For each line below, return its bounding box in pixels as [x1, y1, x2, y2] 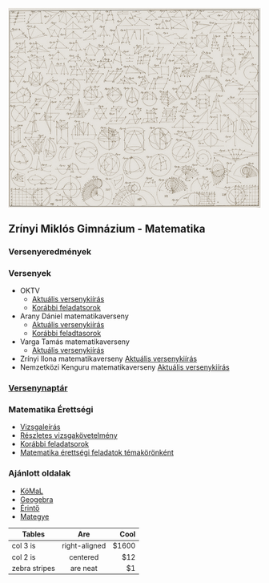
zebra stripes [11, 563, 56, 573]
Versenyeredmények [8, 245, 92, 257]
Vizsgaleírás [19, 422, 61, 432]
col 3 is [11, 541, 36, 551]
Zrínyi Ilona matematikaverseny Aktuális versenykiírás [19, 354, 198, 364]
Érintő [19, 503, 40, 512]
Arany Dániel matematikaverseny [19, 311, 130, 321]
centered [69, 552, 99, 561]
